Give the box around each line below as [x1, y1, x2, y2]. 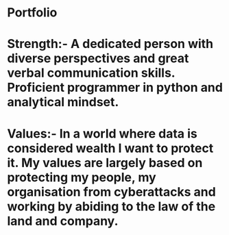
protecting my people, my [7, 169, 156, 185]
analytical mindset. [7, 95, 119, 110]
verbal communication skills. [7, 65, 176, 81]
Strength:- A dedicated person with [7, 36, 214, 52]
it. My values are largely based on [7, 155, 203, 171]
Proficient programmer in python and [7, 80, 223, 95]
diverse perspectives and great [7, 51, 189, 66]
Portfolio [7, 5, 58, 21]
